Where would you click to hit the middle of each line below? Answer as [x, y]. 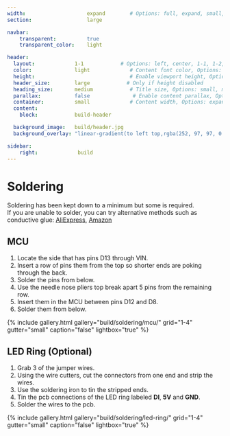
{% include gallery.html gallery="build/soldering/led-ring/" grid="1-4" [105, 417]
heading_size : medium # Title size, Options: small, [116, 89]
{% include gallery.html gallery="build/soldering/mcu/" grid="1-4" [100, 323]
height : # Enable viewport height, [110, 76]
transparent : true [59, 38]
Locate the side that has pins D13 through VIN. [82, 258]
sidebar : [20, 146]
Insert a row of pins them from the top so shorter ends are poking [109, 266]
